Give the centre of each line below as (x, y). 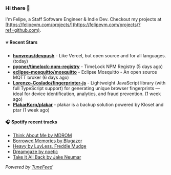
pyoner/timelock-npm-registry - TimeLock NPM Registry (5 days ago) (88, 67)
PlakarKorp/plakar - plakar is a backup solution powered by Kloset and (88, 104)
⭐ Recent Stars (22, 42)
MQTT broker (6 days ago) (41, 77)
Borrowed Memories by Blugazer (47, 141)
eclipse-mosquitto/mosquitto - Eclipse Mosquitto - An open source (85, 72)
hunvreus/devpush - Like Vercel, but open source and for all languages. (89, 55)
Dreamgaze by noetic (35, 151)
